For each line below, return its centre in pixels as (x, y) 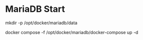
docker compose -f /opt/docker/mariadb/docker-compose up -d (72, 32)
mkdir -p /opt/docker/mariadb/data (41, 23)
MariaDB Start (35, 9)
